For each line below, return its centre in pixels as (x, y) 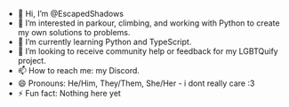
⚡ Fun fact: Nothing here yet (69, 93)
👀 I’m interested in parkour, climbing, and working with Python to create (149, 23)
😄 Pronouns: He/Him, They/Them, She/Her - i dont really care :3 (136, 83)
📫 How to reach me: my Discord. (79, 70)
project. (32, 61)
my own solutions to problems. (74, 32)
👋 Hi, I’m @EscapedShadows (71, 14)
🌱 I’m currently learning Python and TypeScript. (104, 42)
